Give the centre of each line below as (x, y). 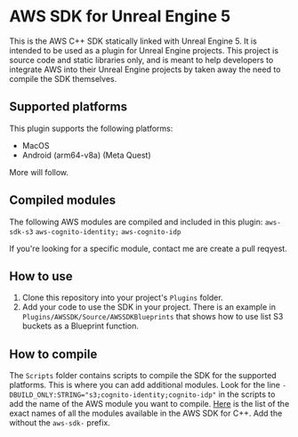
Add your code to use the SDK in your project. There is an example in (149, 307)
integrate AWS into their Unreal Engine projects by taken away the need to (145, 69)
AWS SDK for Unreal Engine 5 (120, 16)
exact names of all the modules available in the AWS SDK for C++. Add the (146, 413)
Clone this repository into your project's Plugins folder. (123, 298)
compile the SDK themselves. (63, 78)
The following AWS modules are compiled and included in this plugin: (136, 222)
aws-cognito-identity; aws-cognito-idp (108, 232)
